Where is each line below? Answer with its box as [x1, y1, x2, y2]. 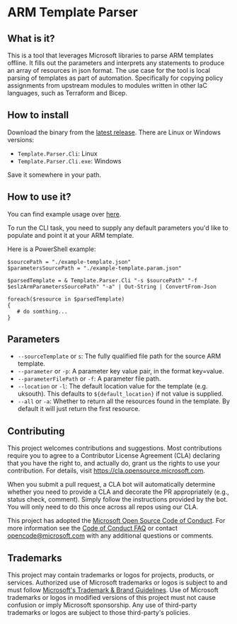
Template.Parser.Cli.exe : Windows [17, 156, 122, 165]
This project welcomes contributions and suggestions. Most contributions [7, 444, 222, 453]
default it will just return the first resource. [17, 405, 140, 413]
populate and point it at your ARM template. [7, 231, 134, 239]
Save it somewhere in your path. [7, 171, 101, 179]
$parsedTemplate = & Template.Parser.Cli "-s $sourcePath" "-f [7, 277, 198, 284]
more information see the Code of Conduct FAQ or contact [7, 524, 178, 533]
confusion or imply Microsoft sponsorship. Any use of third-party [7, 601, 197, 609]
